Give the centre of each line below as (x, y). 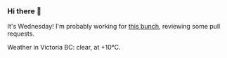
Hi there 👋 (25, 11)
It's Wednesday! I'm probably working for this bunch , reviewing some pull (114, 27)
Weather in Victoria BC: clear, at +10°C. (64, 48)
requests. (21, 34)
